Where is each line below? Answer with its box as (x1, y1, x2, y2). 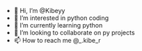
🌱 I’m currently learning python (13, 21, 103, 29)
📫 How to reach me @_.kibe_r (13, 37, 101, 44)
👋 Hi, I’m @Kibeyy (13, 7, 65, 14)
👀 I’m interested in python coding (13, 14, 109, 22)
